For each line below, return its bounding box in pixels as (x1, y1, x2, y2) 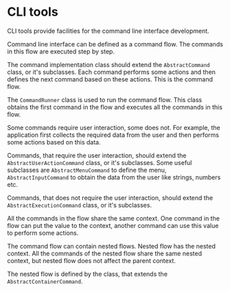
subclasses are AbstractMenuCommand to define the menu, (7, 166, 167, 174)
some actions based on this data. (7, 138, 101, 146)
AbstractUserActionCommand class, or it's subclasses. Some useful (7, 158, 192, 166)
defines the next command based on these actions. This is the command (7, 75, 214, 83)
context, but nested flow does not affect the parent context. (7, 256, 176, 264)
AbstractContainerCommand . (7, 277, 83, 285)
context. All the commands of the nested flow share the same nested (7, 249, 203, 257)
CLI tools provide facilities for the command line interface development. (7, 27, 209, 35)
